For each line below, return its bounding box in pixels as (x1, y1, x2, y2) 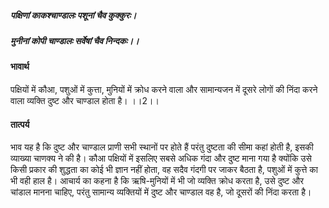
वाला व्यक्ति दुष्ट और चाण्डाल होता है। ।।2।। (10, 94, 160, 106)
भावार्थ (10, 61, 30, 73)
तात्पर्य (10, 118, 30, 130)
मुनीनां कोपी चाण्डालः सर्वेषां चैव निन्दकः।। (10, 34, 140, 46)
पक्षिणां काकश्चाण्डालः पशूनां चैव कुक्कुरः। (10, 9, 137, 21)
